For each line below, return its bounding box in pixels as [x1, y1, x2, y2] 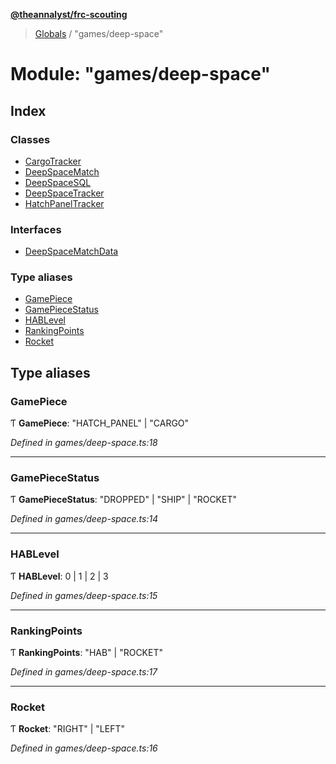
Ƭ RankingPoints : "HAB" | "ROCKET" [10, 647, 164, 659]
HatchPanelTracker [24, 197, 105, 209]
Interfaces [10, 222, 62, 236]
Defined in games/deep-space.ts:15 [10, 589, 158, 601]
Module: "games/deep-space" [10, 63, 271, 86]
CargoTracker [24, 155, 82, 167]
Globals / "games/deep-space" [34, 28, 164, 39]
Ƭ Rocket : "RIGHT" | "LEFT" [10, 723, 126, 735]
